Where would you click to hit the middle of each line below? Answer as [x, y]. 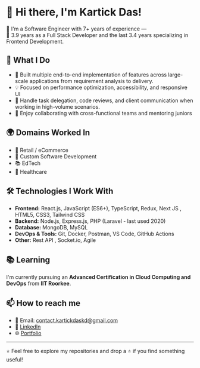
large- [176, 75]
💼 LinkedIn [28, 327]
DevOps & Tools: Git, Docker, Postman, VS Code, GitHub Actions [94, 234]
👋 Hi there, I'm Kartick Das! [74, 12]
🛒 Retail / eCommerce [41, 150]
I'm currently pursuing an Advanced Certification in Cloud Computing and [99, 277]
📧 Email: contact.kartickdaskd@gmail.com [66, 320]
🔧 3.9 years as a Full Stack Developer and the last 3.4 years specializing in [97, 35]
